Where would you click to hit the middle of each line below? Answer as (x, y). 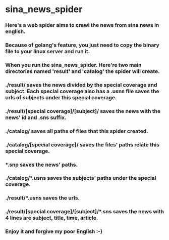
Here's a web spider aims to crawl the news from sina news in (82, 25)
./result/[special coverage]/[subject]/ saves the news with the (83, 111)
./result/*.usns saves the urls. (42, 198)
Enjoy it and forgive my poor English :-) (54, 231)
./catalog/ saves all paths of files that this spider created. (77, 131)
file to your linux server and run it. (48, 52)
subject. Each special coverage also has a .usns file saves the (82, 91)
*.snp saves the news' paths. (42, 165)
